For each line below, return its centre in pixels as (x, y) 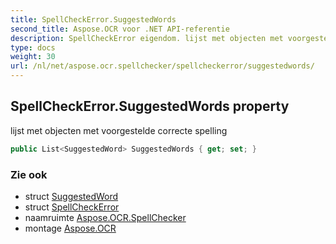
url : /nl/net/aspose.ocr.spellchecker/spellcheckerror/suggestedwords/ (162, 66)
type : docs (33, 47)
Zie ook (29, 174)
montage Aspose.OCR (70, 228)
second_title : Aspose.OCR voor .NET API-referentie (120, 29)
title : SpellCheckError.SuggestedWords (93, 19)
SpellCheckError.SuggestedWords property (150, 106)
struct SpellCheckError (72, 207)
